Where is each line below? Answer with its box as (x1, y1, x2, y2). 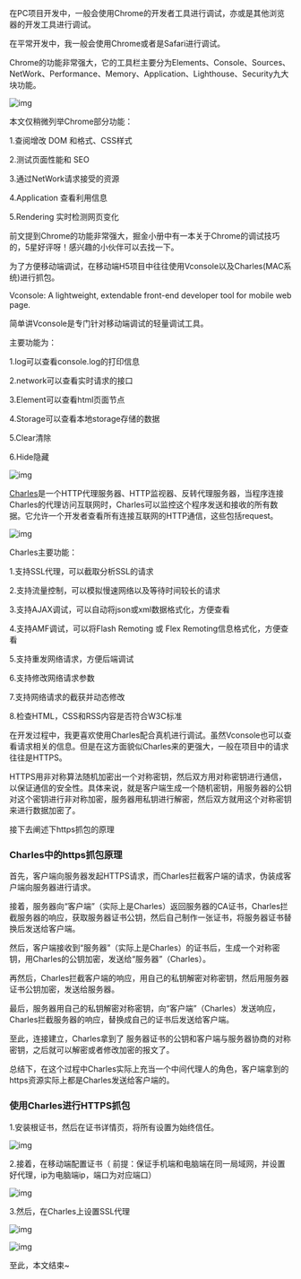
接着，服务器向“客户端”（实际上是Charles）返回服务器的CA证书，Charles (9, 901, 280, 912)
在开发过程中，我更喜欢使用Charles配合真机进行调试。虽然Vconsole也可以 (9, 730, 284, 740)
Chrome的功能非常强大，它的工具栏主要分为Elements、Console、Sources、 (9, 57, 291, 67)
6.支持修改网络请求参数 (9, 672, 96, 683)
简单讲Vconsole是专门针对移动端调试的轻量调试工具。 (9, 318, 209, 329)
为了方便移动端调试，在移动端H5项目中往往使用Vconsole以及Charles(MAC (9, 261, 284, 271)
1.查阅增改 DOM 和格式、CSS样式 (9, 136, 133, 145)
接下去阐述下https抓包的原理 (9, 824, 115, 835)
